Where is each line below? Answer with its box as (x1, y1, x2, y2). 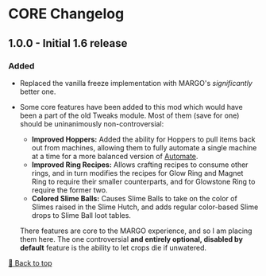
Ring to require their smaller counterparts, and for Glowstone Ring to (31, 177, 256, 186)
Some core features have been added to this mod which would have (19, 102, 244, 111)
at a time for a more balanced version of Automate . (31, 151, 199, 161)
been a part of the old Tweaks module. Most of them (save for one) (19, 111, 240, 120)
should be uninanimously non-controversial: (19, 119, 164, 128)
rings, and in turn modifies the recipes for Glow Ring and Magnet (31, 168, 244, 177)
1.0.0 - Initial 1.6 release (8, 37, 128, 50)
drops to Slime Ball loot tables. (31, 210, 131, 220)
